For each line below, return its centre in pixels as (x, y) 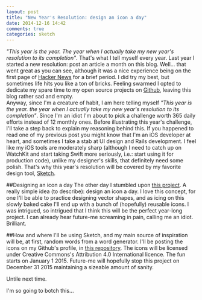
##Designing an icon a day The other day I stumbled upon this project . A (96, 185)
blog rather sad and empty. (40, 97)
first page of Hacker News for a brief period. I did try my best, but (88, 77)
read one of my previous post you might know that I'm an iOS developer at (99, 135)
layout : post (23, 12)
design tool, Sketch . (31, 173)
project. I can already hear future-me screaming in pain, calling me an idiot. (100, 217)
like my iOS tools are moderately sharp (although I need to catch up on (94, 148)
